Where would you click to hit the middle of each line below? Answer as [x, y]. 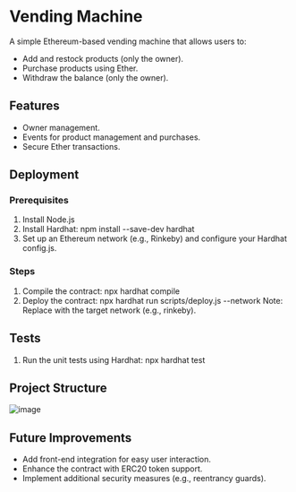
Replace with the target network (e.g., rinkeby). [109, 310]
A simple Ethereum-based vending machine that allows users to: [128, 41]
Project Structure [58, 388]
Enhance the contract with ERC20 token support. [112, 469]
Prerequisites [39, 201]
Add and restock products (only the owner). [103, 58]
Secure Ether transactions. [71, 146]
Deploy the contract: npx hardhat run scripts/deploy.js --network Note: [152, 300]
